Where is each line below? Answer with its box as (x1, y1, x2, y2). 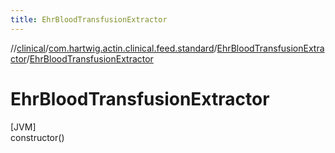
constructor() (10, 131, 65, 143)
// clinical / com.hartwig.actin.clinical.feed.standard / (10, 42, 218, 54)
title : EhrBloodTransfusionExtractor (10, 14, 168, 25)
